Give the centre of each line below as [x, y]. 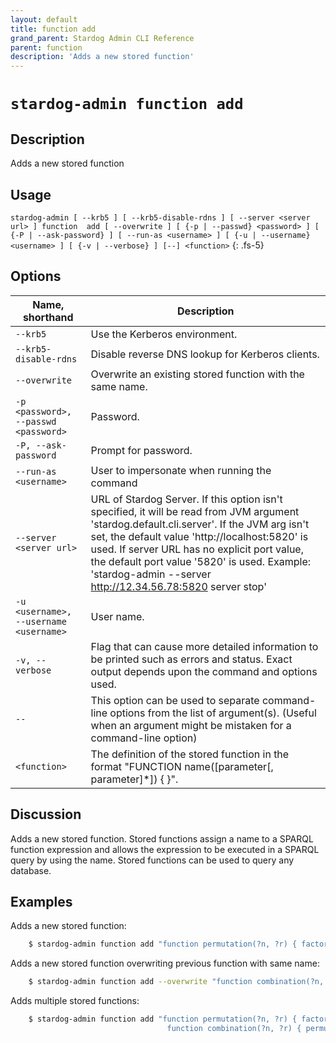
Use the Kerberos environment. [164, 334]
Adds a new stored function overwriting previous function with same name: [165, 963]
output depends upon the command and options [204, 671]
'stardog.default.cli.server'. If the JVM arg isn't [200, 524]
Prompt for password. [141, 450]
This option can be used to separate [175, 700]
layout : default [44, 19]
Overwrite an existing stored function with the [197, 374]
